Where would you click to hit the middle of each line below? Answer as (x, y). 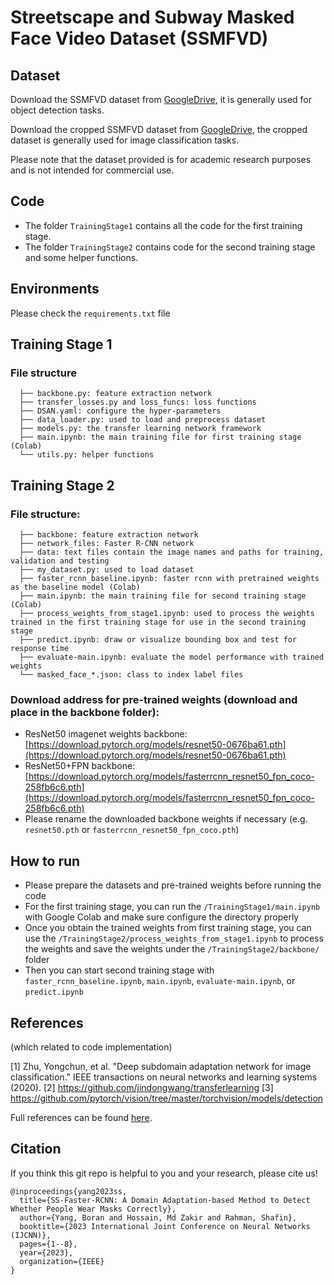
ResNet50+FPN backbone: (80, 766)
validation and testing (60, 561)
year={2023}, (46, 1252)
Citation (36, 1149)
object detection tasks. (57, 110)
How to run (45, 861)
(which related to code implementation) (91, 1047)
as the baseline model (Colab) (75, 587)
